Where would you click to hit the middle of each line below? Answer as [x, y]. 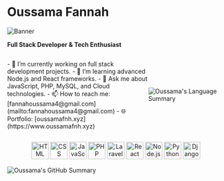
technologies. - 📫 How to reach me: [59, 93]
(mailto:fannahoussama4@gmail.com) [61, 111]
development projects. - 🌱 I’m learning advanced [77, 71]
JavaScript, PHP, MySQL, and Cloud [59, 86]
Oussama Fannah [58, 12]
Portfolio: [20, 119]
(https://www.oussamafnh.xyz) [51, 126]
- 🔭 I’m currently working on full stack [61, 64]
